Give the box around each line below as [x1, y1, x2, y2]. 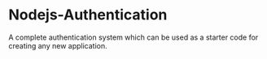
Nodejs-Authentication [8, 6, 168, 24]
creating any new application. [8, 40, 107, 50]
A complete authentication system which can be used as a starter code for [8, 32, 259, 42]
